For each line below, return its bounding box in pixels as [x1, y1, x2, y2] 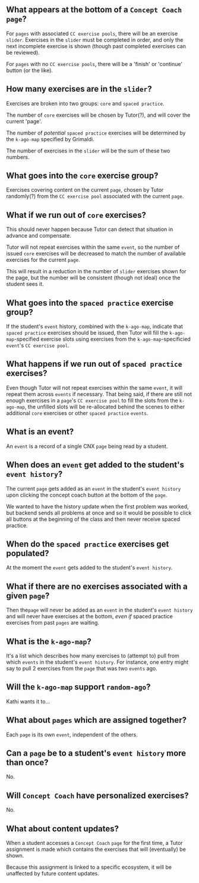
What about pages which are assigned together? [6, 715, 187, 725]
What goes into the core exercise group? [6, 171, 159, 181]
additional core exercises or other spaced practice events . [6, 409, 149, 416]
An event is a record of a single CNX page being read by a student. [6, 442, 168, 450]
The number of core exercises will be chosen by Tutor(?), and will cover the [6, 111, 191, 118]
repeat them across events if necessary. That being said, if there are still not [6, 390, 192, 398]
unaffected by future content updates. [6, 870, 100, 877]
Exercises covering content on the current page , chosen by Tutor [6, 186, 164, 194]
